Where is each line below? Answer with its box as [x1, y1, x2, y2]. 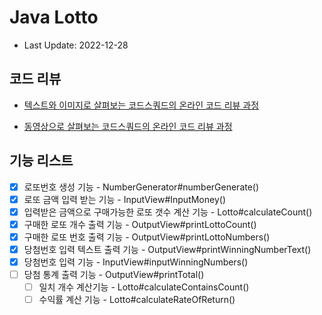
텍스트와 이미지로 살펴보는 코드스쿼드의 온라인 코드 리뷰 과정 [23, 99, 260, 111]
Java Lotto [9, 6, 99, 29]
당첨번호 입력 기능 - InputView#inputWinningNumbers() [23, 256, 249, 268]
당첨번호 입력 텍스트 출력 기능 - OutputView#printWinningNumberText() [23, 243, 312, 255]
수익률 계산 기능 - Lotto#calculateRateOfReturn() [38, 294, 236, 306]
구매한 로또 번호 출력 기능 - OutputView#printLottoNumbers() [23, 231, 271, 243]
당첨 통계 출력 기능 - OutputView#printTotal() [23, 269, 205, 280]
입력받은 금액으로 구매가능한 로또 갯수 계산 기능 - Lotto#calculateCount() [23, 206, 313, 218]
